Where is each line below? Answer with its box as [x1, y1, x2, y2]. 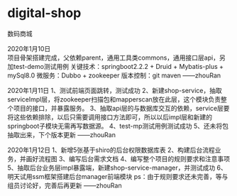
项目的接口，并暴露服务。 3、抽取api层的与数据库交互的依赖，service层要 [13, 104, 230, 112]
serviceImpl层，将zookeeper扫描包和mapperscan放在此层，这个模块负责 [7, 94, 221, 104]
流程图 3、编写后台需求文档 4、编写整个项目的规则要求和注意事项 [38, 154, 231, 163]
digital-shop [7, 5, 82, 21]
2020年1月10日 [7, 44, 51, 53]
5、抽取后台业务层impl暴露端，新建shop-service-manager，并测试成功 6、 [7, 163, 227, 172]
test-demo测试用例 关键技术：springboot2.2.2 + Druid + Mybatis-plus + [13, 62, 224, 70]
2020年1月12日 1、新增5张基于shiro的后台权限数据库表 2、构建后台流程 [7, 146, 215, 154]
